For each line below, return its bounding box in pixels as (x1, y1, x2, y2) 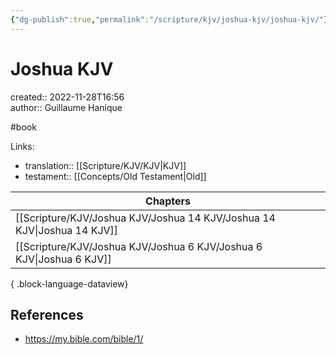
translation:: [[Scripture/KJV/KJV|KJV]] (24, 159, 187, 171)
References (10, 306, 84, 323)
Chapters (145, 194, 191, 208)
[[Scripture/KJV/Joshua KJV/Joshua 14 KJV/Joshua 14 (15, 211, 276, 225)
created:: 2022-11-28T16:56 (10, 91, 125, 103)
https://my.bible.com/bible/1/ (24, 333, 144, 345)
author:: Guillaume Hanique (10, 101, 123, 113)
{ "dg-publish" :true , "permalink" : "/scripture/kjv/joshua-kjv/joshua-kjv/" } (10, 14, 329, 25)
